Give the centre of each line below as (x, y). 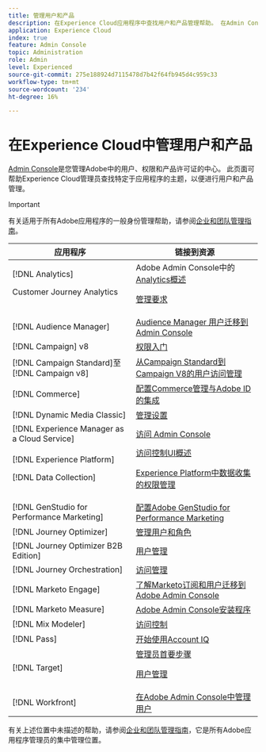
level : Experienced (40, 67)
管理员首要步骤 (163, 654)
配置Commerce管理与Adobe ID (194, 389)
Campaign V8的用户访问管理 (189, 374)
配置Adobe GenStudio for (183, 508)
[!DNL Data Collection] (54, 478)
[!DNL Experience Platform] (63, 459)
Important (24, 205)
